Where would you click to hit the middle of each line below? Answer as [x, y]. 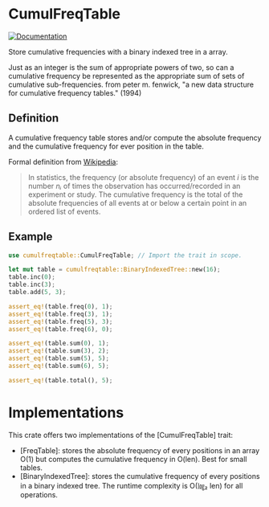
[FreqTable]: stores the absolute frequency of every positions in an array [140, 450]
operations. [39, 494]
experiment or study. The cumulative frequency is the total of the [135, 194]
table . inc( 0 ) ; [32, 277]
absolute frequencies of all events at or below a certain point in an [137, 202]
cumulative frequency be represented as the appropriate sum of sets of [126, 76]
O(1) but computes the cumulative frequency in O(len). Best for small [133, 459]
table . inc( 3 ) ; [32, 285]
